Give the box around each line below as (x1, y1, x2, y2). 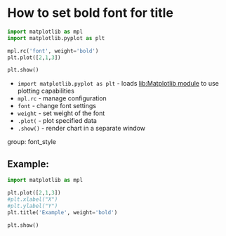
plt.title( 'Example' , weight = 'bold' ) (7, 209, 118, 216)
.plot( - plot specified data (17, 117, 97, 125)
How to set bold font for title (7, 5, 174, 21)
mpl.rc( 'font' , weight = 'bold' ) (7, 47, 99, 54)
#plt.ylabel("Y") (7, 202, 58, 209)
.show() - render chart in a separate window (17, 124, 146, 133)
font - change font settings (17, 102, 97, 110)
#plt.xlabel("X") (7, 195, 58, 203)
